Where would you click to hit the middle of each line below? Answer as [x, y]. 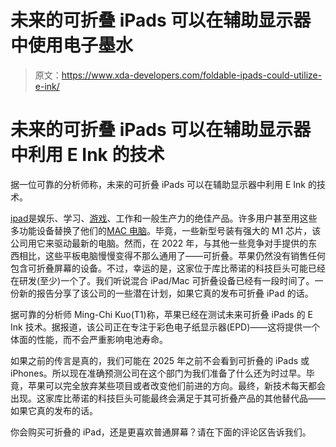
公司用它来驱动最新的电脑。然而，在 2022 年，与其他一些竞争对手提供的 [159, 243]
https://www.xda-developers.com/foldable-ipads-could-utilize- [192, 75]
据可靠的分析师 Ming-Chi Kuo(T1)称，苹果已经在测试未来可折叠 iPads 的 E [162, 314]
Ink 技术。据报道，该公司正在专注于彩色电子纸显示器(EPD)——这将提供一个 [165, 327]
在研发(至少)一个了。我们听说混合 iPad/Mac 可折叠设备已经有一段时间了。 [162, 280]
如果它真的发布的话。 [54, 410]
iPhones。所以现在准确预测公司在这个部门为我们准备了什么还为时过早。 [158, 373]
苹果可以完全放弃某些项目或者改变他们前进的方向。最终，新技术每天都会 [176, 385]
